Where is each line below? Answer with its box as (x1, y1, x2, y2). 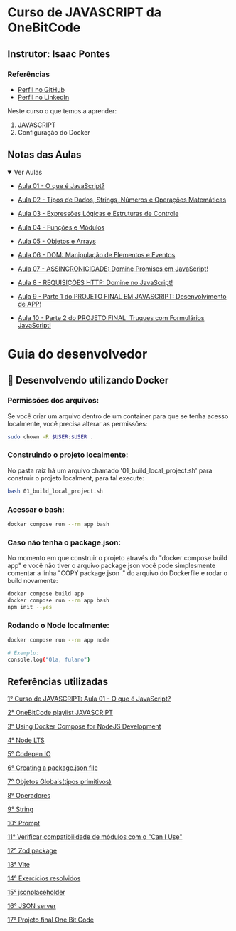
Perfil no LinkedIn (17, 93, 70, 101)
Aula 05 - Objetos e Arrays (17, 237, 96, 245)
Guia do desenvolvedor (7, 346, 148, 362)
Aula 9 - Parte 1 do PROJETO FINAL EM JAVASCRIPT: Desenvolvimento (17, 292, 227, 300)
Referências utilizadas (7, 676, 109, 688)
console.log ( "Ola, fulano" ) (7, 656, 91, 663)
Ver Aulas (14, 168, 43, 176)
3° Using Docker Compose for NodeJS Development (7, 722, 161, 731)
